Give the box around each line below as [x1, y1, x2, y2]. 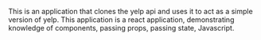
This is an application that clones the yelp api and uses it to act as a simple [8, 7, 253, 16]
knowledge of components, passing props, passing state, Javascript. [8, 24, 235, 32]
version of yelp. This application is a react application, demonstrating [8, 15, 235, 24]
